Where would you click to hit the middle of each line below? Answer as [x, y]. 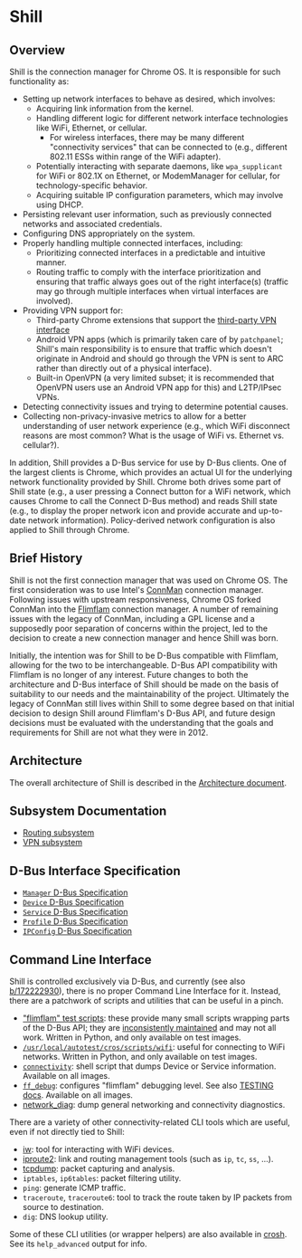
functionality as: [39, 81]
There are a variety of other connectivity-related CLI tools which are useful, [150, 1122]
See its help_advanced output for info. [78, 1244]
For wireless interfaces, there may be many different [147, 137]
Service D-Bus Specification [75, 912]
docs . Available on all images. [78, 1095]
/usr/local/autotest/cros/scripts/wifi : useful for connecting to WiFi [154, 1047]
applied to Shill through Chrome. [70, 530]
